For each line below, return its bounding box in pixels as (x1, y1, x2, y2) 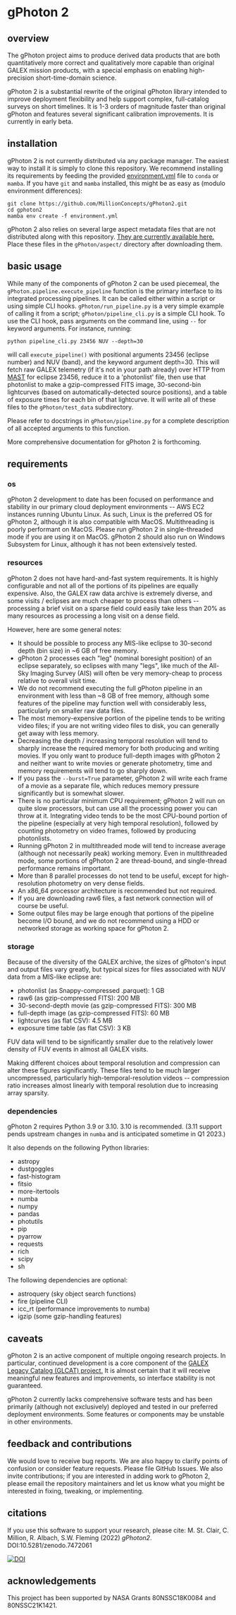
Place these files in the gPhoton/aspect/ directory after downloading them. (7, 239, 223, 248)
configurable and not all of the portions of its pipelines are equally (7, 581, 199, 590)
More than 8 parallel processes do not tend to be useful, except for (17, 871, 213, 880)
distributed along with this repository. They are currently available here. (7, 232, 215, 241)
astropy (17, 1157, 40, 1166)
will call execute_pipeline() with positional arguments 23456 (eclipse (7, 350, 209, 359)
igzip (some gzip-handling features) (17, 1312, 122, 1321)
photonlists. (17, 834, 52, 842)
